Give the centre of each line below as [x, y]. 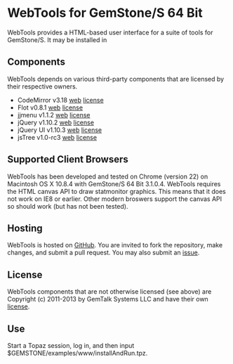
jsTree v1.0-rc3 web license [57, 137]
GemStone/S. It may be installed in [57, 39]
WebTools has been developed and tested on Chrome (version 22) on [108, 176]
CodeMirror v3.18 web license [60, 100]
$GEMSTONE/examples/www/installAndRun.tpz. [78, 353]
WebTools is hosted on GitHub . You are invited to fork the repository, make [115, 245]
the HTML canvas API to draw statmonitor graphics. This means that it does [117, 191]
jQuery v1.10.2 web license [56, 122]
